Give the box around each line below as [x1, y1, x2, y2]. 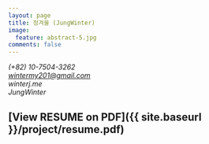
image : [8, 26, 30, 34]
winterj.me [8, 79, 43, 89]
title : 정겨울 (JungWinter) [8, 19, 96, 27]
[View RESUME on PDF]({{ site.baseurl [8, 110, 202, 124]
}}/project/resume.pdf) [8, 123, 125, 136]
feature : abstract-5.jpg [15, 33, 97, 42]
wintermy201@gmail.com [8, 71, 91, 80]
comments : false [8, 41, 62, 49]
